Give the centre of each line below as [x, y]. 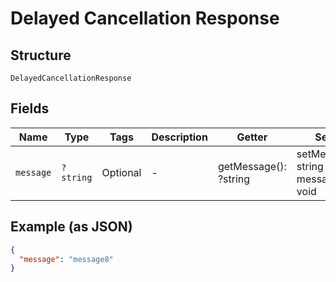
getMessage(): [252, 166]
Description [179, 137]
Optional [121, 172]
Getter [252, 137]
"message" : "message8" [66, 259]
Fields [30, 108]
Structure [41, 55]
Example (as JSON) [71, 227]
